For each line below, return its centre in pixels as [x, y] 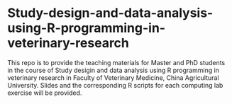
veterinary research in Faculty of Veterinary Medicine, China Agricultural [113, 77]
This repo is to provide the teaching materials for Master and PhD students [116, 62]
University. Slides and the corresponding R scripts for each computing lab [115, 85]
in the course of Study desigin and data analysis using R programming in [114, 70]
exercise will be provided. [45, 93]
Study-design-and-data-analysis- [110, 13]
